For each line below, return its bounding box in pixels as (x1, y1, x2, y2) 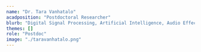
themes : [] (6, 25, 33, 32)
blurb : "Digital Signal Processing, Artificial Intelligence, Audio (6, 20, 181, 26)
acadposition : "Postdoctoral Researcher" (6, 14, 111, 20)
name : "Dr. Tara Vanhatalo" (6, 8, 77, 15)
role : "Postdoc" (6, 31, 47, 37)
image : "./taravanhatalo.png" (6, 36, 82, 42)
